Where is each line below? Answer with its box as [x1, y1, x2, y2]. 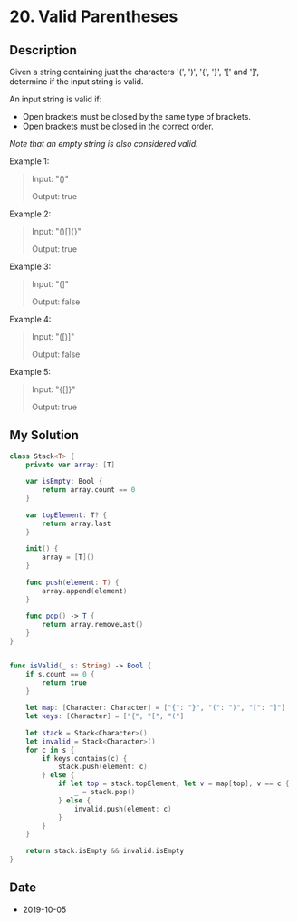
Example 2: [9, 208, 52, 219]
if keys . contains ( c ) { [42, 754, 128, 763]
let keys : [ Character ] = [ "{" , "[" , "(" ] [25, 712, 185, 721]
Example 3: [9, 261, 52, 272]
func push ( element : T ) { [25, 578, 120, 587]
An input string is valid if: [9, 93, 102, 104]
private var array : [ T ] [25, 460, 116, 469]
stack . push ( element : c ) [57, 763, 148, 772]
